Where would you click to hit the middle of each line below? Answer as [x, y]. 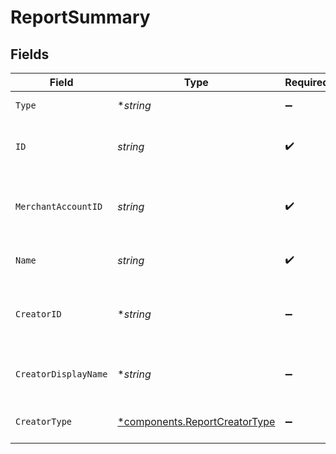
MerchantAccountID [59, 206]
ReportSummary [80, 17]
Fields [30, 54]
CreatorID [38, 314]
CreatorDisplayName [61, 374]
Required [307, 82]
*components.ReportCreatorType [196, 421]
